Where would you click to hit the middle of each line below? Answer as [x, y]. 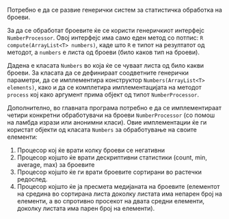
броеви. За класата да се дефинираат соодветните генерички [98, 73]
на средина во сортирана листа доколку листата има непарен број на [119, 194]
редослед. [32, 179]
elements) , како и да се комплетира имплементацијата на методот [104, 87]
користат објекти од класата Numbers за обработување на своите [102, 130]
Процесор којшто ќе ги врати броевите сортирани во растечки [109, 172]
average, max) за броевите [56, 165]
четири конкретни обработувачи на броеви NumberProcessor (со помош [111, 115]
